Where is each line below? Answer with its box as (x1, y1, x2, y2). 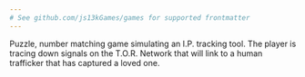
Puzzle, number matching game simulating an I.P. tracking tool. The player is (9, 38, 297, 49)
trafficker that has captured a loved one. (9, 57, 160, 68)
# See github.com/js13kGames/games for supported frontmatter (9, 13, 250, 23)
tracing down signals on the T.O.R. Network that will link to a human (9, 47, 263, 59)
